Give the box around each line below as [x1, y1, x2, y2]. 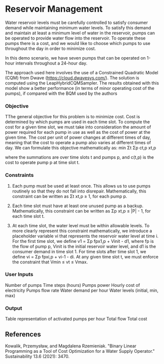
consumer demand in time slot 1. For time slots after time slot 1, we [12, 248, 146, 255]
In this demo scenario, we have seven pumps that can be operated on [5, 55, 146, 61]
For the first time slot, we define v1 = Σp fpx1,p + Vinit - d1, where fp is [12, 238, 154, 244]
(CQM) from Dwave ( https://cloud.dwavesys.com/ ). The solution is [5, 75, 140, 81]
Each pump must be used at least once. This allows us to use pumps [12, 183, 151, 189]
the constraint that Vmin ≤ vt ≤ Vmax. [12, 259, 88, 265]
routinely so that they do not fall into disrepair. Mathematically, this [12, 188, 146, 194]
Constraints [5, 172, 34, 179]
